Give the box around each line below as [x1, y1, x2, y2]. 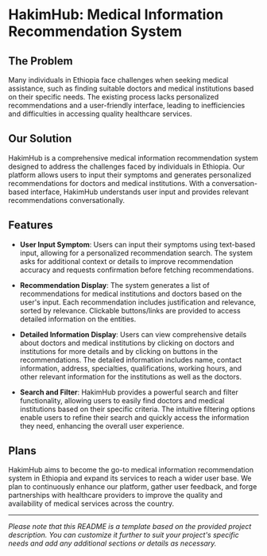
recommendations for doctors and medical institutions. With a [8, 178, 211, 188]
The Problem [8, 54, 73, 68]
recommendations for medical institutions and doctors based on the [19, 289, 242, 298]
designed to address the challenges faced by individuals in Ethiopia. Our [8, 161, 245, 171]
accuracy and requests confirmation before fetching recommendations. [19, 265, 254, 274]
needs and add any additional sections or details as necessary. [8, 539, 217, 548]
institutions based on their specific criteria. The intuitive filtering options [19, 404, 256, 414]
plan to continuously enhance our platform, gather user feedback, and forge [8, 482, 257, 492]
